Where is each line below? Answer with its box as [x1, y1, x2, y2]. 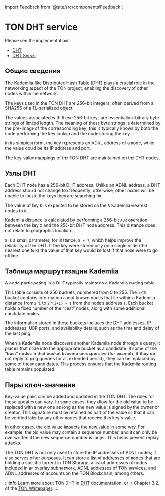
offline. [5, 252, 20, 258]
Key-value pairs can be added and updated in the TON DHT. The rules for [5, 394, 154, 400]
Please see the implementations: [5, 37, 71, 43]
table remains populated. [5, 366, 56, 372]
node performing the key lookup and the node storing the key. [5, 130, 131, 136]
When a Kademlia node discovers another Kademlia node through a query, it [5, 340, 160, 346]
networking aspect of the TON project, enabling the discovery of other [5, 85, 148, 91]
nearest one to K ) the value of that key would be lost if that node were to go [5, 248, 158, 253]
